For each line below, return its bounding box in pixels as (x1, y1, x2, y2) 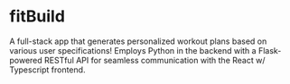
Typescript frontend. (9, 64, 86, 75)
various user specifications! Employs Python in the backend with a (9, 45, 257, 55)
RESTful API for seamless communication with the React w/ (43, 55, 266, 65)
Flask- (257, 45, 282, 55)
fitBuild (9, 6, 66, 27)
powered (9, 55, 42, 65)
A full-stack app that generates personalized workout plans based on (9, 36, 267, 46)
